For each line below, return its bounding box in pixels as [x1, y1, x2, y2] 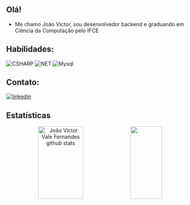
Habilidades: [6, 44, 55, 54]
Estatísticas [6, 110, 51, 120]
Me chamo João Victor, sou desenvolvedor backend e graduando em [14, 20, 184, 27]
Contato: [6, 77, 40, 88]
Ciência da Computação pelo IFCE [14, 27, 99, 34]
